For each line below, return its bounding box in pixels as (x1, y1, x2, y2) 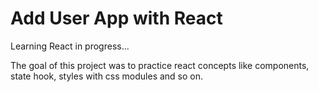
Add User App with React (10, 7, 223, 30)
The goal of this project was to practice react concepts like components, (10, 59, 310, 71)
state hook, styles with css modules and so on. (10, 70, 204, 82)
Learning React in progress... (10, 40, 130, 52)
